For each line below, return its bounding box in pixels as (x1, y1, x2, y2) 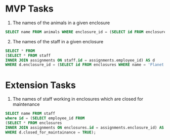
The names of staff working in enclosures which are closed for (12, 96, 143, 102)
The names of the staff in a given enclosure (12, 38, 104, 44)
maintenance (12, 101, 40, 107)
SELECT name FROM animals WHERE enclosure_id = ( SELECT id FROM (5, 29, 144, 34)
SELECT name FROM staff (5, 111, 56, 116)
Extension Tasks (5, 79, 76, 91)
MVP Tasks (5, 3, 54, 15)
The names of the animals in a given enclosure (12, 20, 110, 26)
